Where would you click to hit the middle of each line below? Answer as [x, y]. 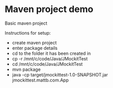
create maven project [34, 42]
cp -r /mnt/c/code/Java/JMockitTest [50, 58]
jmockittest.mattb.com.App [40, 80]
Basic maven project [26, 23]
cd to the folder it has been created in [51, 53]
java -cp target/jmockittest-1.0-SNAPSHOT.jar [60, 74]
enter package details [35, 48]
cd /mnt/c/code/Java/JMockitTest [47, 64]
